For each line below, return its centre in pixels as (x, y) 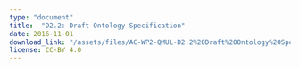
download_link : (37, 42)
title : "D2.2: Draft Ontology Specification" (97, 26)
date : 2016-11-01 (42, 34)
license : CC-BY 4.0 (46, 50)
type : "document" (42, 17)
